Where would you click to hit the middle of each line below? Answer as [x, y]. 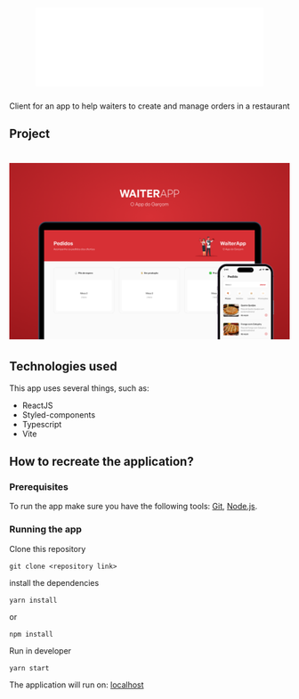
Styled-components [59, 415]
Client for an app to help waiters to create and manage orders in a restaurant [149, 106]
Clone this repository [48, 549]
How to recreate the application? [101, 462]
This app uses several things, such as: [79, 388]
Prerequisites [39, 487]
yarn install [33, 600]
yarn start [29, 668]
